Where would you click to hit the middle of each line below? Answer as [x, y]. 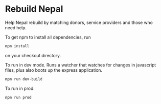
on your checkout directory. [33, 55]
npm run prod [18, 97]
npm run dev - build [24, 79]
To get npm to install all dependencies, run [48, 37]
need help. [16, 27]
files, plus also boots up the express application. [54, 70]
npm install [17, 46]
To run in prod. [20, 88]
